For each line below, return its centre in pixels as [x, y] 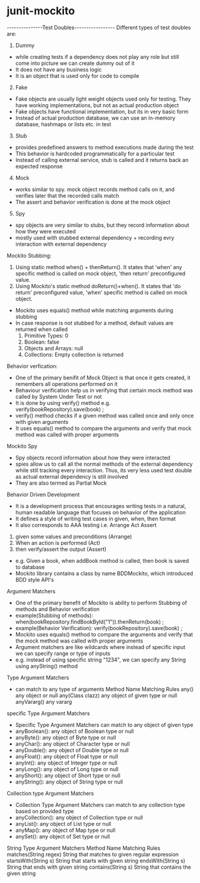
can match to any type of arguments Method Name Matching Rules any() [104, 689]
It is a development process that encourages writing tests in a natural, [101, 506]
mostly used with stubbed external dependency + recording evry [95, 238]
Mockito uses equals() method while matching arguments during [94, 310]
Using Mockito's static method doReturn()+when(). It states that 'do [98, 286]
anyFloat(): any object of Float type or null [66, 756]
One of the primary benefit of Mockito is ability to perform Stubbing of [101, 603]
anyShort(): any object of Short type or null [68, 775]
